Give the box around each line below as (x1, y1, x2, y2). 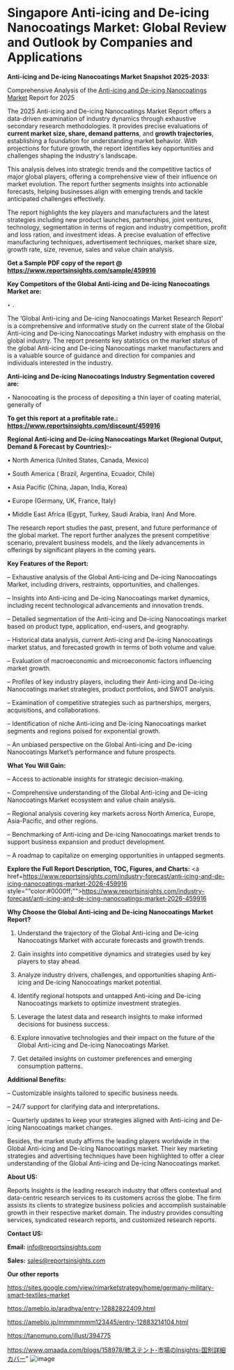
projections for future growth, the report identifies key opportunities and (7, 144, 214, 152)
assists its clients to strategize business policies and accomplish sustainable (7, 1200, 226, 1209)
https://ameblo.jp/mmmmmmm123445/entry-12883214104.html (7, 1318, 189, 1326)
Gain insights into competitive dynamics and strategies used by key (17, 949, 211, 958)
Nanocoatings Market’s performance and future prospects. (7, 747, 176, 756)
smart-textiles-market (7, 1290, 70, 1299)
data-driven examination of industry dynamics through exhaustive (7, 114, 196, 123)
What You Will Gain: (7, 761, 66, 769)
